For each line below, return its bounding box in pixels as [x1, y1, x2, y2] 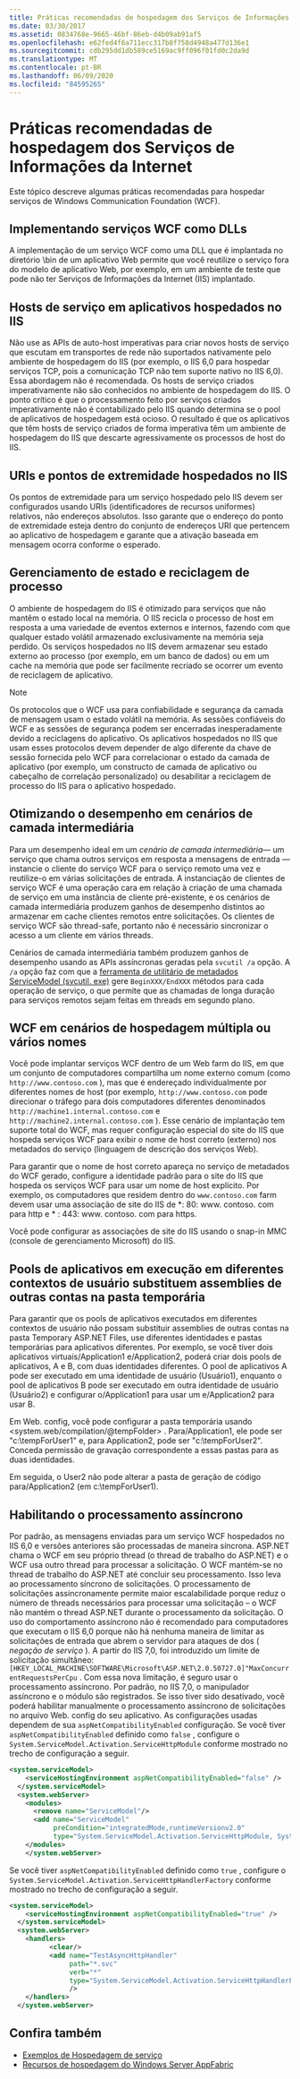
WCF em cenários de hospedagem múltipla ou [9, 1021, 271, 1036]
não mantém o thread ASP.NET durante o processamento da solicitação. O [9, 1607, 284, 1618]
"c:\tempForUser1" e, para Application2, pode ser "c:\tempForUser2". [9, 1435, 263, 1446]
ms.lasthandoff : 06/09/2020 [9, 72, 114, 81]
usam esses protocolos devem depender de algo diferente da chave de [9, 742, 272, 753]
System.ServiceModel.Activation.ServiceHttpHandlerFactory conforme [9, 1874, 271, 1885]
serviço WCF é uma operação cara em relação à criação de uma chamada [9, 882, 283, 893]
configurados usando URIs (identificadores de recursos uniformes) [9, 501, 256, 511]
